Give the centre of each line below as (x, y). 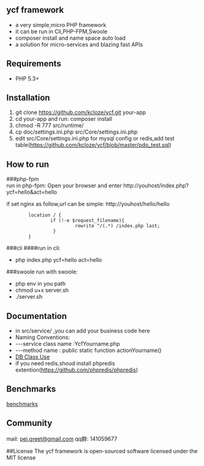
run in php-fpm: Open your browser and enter (64, 186)
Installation (28, 98)
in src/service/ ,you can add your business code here (82, 331)
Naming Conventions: (43, 337)
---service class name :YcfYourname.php (68, 344)
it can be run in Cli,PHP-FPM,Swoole (61, 31)
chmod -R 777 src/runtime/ (49, 126)
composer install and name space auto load (70, 38)
